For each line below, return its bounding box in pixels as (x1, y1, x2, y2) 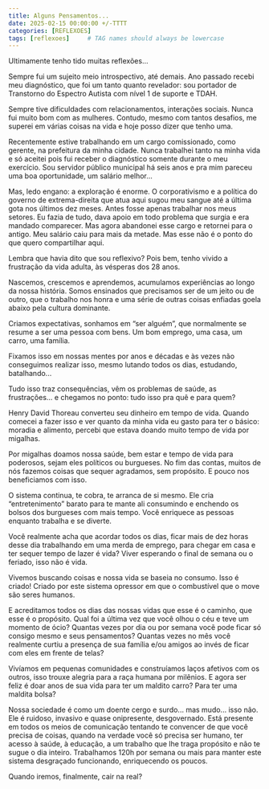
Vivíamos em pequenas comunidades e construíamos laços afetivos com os (8, 664, 259, 673)
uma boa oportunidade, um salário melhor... (8, 171, 153, 181)
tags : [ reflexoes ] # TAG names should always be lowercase (8, 34, 225, 43)
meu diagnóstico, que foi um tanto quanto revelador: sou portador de (8, 80, 237, 90)
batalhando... (8, 369, 52, 378)
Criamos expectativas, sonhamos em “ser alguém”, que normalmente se (8, 319, 247, 329)
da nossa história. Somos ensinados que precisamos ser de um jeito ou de (8, 286, 255, 296)
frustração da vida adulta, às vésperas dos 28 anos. (8, 262, 181, 272)
